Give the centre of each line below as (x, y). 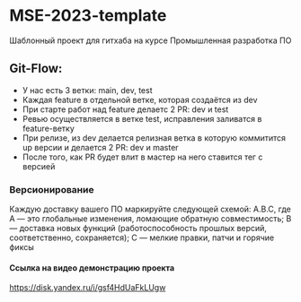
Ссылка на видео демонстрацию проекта (92, 267)
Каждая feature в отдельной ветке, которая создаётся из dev (140, 99)
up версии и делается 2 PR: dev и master (100, 147)
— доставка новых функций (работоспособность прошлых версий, (138, 229)
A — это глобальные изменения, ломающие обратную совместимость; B (150, 219)
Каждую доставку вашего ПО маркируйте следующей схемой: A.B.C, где (150, 209)
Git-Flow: (36, 69)
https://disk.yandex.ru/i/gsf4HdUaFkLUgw (88, 288)
